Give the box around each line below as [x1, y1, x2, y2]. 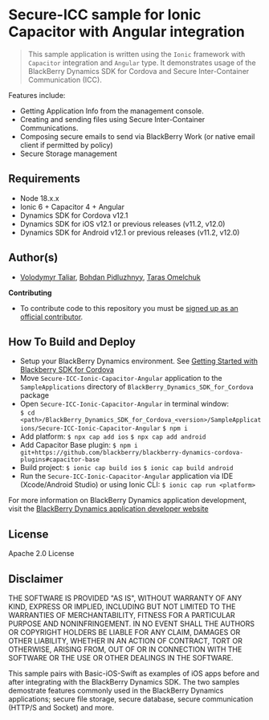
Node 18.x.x [19, 193, 59, 202]
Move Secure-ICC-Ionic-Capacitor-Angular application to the [19, 374, 222, 383]
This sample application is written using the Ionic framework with [27, 49, 246, 59]
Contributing [8, 288, 52, 297]
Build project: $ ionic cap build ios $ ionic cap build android [19, 463, 234, 472]
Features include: [8, 90, 66, 100]
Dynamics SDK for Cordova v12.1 [19, 211, 128, 220]
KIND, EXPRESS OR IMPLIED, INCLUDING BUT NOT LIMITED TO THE [8, 602, 236, 612]
